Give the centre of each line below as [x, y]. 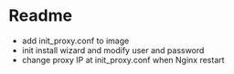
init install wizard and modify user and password [113, 50]
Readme [41, 16]
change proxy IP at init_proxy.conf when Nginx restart [123, 60]
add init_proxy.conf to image [75, 41]
